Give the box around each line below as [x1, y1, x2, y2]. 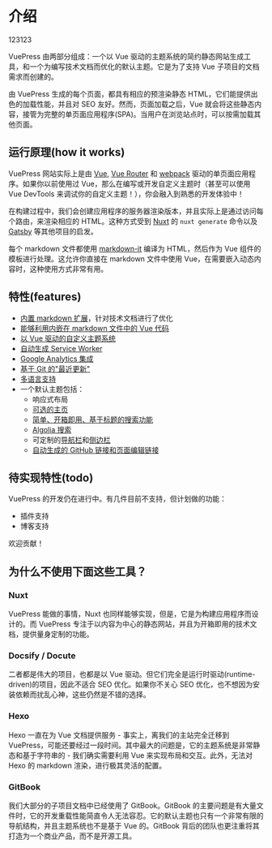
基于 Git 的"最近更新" [19, 364, 91, 373]
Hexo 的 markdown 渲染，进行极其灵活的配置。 [8, 760, 167, 770]
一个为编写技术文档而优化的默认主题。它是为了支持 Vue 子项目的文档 [29, 62, 260, 71]
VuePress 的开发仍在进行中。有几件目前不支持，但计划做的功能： [8, 494, 227, 504]
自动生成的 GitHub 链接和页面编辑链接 [32, 445, 159, 454]
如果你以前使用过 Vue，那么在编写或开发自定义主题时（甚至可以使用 [22, 179, 251, 188]
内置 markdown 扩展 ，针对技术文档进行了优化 [19, 313, 174, 323]
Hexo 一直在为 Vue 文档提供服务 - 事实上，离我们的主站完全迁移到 [8, 730, 230, 739]
